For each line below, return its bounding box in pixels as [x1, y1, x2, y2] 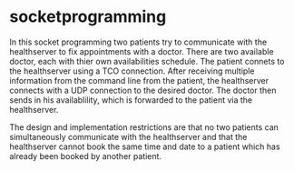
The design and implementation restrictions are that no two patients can [9, 121, 279, 133]
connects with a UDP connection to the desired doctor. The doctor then [9, 85, 277, 96]
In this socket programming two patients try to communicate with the [9, 36, 268, 47]
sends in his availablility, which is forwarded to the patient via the [9, 94, 253, 106]
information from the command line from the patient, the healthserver [9, 75, 269, 85]
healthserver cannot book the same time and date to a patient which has [9, 141, 280, 152]
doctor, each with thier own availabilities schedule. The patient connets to [9, 55, 285, 66]
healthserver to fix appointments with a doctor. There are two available [9, 45, 274, 56]
